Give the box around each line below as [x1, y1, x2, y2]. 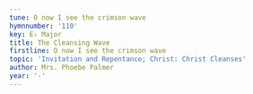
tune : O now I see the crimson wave [9, 13, 146, 22]
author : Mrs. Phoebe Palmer [9, 64, 115, 73]
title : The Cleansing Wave [9, 38, 110, 47]
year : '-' [9, 72, 47, 81]
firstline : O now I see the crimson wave [9, 47, 167, 56]
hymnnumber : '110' [9, 21, 78, 30]
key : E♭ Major [9, 30, 63, 38]
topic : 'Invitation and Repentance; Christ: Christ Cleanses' [9, 55, 247, 64]
